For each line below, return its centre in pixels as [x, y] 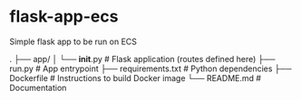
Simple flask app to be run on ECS [73, 41]
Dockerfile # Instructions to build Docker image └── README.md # [135, 77]
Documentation [38, 87]
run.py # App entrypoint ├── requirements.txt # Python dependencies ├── [150, 68]
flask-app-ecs [64, 17]
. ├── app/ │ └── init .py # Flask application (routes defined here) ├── [142, 59]
